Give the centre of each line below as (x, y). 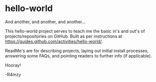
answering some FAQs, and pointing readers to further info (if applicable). (78, 55)
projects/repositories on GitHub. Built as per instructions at (64, 36)
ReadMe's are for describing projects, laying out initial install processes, (77, 51)
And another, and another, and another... (45, 22)
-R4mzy (13, 74)
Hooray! (13, 65)
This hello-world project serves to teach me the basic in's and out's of (75, 31)
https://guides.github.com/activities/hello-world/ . (54, 41)
